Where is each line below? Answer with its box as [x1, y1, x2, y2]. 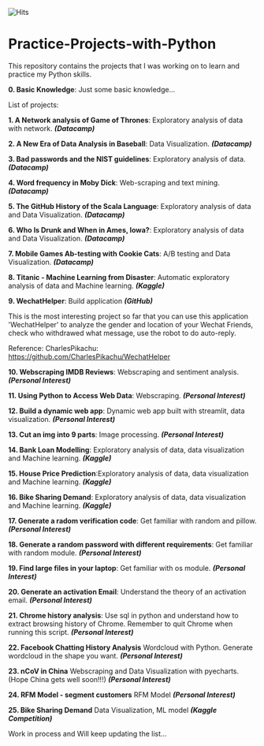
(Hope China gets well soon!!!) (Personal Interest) [8, 674, 171, 684]
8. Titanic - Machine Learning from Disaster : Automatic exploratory [8, 272, 230, 282]
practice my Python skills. [8, 69, 92, 79]
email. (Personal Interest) [8, 595, 93, 605]
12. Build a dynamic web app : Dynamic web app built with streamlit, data [8, 406, 246, 416]
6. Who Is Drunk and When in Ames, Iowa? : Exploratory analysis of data [8, 225, 244, 234]
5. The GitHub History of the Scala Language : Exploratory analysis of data [8, 201, 251, 211]
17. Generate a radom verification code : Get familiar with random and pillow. [8, 516, 257, 525]
